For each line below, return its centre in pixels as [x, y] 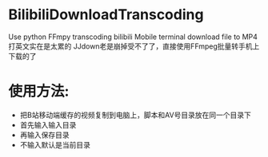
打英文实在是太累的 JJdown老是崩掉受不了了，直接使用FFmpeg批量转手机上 [134, 46]
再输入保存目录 [44, 135]
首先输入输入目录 [48, 124]
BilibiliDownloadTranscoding [106, 15]
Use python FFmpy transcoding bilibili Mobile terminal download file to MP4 [133, 37]
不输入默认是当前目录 [55, 144]
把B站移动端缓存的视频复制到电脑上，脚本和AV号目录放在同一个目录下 [136, 115]
